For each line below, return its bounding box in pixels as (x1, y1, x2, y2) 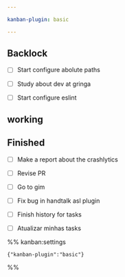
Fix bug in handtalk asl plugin (16, 197, 100, 205)
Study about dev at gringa (16, 80, 91, 88)
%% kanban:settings (7, 238, 67, 246)
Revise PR (16, 169, 46, 177)
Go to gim (16, 183, 45, 191)
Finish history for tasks (16, 210, 82, 219)
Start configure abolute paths (16, 66, 101, 74)
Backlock (7, 47, 48, 59)
